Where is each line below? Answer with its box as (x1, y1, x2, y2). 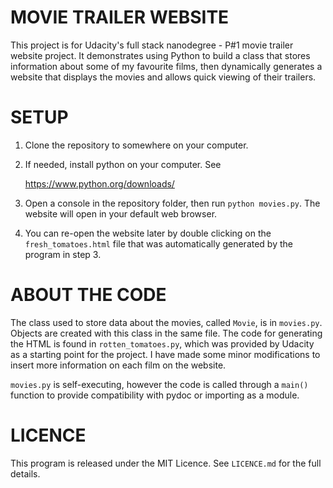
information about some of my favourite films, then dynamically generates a (10, 60, 323, 72)
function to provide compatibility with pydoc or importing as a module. (10, 389, 300, 401)
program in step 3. (24, 248, 102, 260)
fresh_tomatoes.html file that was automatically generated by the (24, 237, 293, 250)
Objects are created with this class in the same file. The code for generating (10, 327, 323, 339)
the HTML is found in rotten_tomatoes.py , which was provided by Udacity (10, 337, 315, 350)
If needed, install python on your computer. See (24, 158, 222, 170)
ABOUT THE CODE (10, 284, 167, 306)
